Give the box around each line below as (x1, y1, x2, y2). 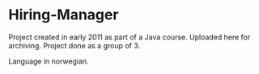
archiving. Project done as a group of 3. (8, 40, 141, 50)
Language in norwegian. (8, 56, 89, 66)
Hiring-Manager (8, 6, 119, 24)
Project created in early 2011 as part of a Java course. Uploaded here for (8, 32, 251, 42)
